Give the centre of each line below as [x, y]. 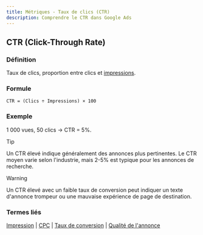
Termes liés [24, 212]
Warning [17, 178]
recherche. [20, 166]
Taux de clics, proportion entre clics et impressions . [71, 73]
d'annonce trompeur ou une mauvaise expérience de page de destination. [99, 196]
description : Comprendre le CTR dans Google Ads [69, 18]
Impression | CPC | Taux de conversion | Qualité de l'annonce [83, 225]
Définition [21, 60]
